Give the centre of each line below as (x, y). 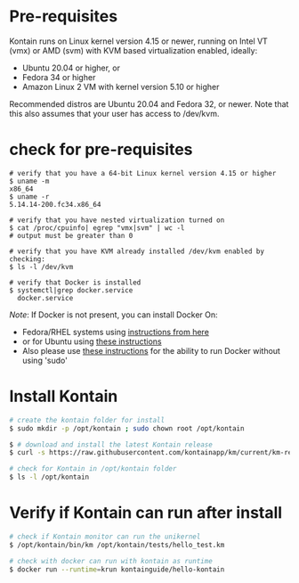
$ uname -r (29, 197)
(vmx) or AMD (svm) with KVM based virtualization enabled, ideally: (133, 50)
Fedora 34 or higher (59, 77)
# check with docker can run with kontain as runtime (111, 561)
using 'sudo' (45, 360)
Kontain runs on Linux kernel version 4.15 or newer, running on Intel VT (139, 41)
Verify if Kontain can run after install (146, 513)
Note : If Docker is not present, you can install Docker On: (113, 315)
